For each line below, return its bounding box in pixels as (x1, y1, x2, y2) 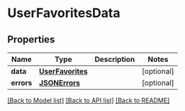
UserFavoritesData (7, 5, 120, 21)
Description (94, 55, 135, 64)
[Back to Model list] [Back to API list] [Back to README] (7, 96, 170, 105)
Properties (7, 33, 55, 46)
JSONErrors (38, 78, 80, 88)
